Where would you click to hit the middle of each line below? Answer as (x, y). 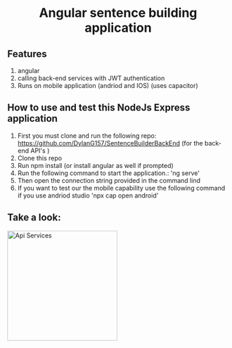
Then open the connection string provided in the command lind (109, 180)
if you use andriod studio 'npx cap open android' (88, 195)
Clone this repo (39, 158)
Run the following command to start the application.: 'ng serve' (109, 173)
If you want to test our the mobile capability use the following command (121, 188)
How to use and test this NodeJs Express (99, 108)
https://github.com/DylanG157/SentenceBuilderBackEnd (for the (110, 143)
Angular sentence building (118, 13)
